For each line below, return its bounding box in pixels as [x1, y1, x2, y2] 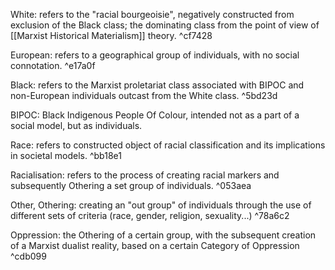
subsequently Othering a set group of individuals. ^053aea [10, 180, 252, 191]
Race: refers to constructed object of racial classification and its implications [10, 139, 326, 151]
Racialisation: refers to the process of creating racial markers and [10, 169, 280, 181]
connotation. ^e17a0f [10, 60, 96, 71]
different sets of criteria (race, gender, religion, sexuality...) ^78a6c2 [10, 210, 290, 221]
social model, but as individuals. [10, 120, 143, 131]
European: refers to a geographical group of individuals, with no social [10, 49, 300, 61]
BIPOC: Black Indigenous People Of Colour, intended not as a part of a [10, 109, 300, 121]
